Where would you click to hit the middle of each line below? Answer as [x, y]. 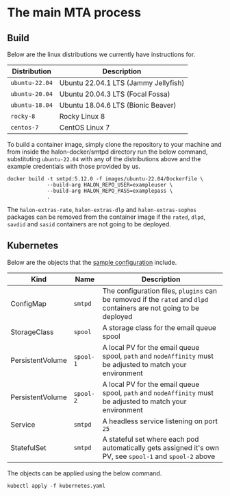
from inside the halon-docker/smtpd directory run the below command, [107, 152]
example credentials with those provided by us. [74, 166]
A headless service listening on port [160, 421]
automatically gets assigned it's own [161, 447]
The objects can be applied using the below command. [85, 473]
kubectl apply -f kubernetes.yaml [56, 486]
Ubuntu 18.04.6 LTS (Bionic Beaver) [118, 105]
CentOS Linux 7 [85, 127]
